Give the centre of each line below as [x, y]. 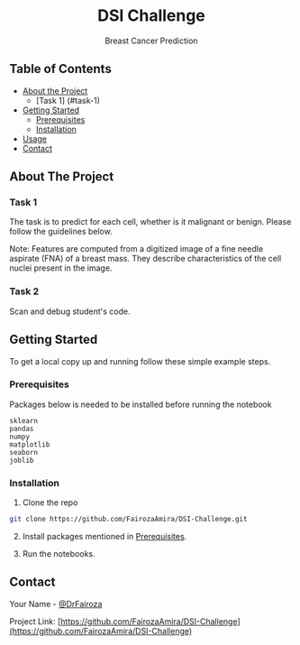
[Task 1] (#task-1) [68, 100]
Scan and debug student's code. [70, 311]
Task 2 [24, 291]
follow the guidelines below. [61, 232]
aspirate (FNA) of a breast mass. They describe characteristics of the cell [145, 259]
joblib [22, 460]
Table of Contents [61, 69]
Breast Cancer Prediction [151, 41]
